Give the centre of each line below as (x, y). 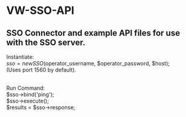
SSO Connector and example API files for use (93, 33)
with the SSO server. (46, 42)
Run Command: (26, 88)
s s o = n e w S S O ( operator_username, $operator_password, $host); (88, 63)
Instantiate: (20, 57)
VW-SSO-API (40, 11)
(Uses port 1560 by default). (42, 70)
